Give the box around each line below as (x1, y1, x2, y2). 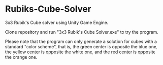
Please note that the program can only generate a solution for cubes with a (5, 38, 157, 44)
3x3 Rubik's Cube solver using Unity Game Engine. (5, 20, 109, 25)
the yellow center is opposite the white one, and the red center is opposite (5, 49, 156, 55)
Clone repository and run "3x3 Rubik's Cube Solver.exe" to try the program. (5, 29, 159, 35)
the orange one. (5, 54, 38, 60)
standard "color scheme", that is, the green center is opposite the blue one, (5, 43, 158, 49)
